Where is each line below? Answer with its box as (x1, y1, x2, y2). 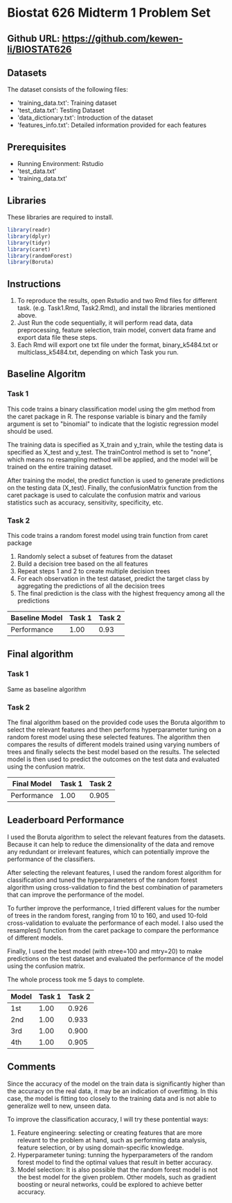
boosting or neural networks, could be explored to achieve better (17, 1180, 203, 1188)
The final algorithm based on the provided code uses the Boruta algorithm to (7, 718, 226, 727)
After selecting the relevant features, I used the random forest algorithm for (7, 868, 222, 876)
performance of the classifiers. (7, 855, 96, 863)
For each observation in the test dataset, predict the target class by (17, 575, 209, 583)
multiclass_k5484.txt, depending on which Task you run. (17, 348, 179, 357)
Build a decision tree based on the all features (17, 559, 148, 568)
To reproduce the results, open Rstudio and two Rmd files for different (17, 297, 217, 305)
